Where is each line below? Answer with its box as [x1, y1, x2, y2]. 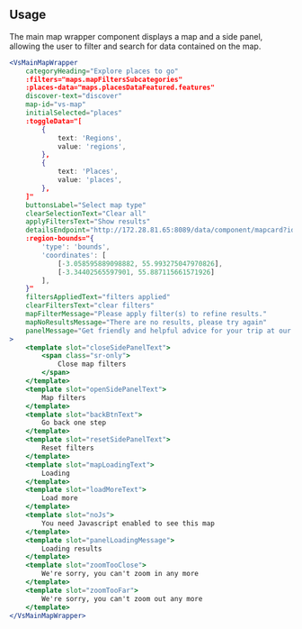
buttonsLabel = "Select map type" [25, 200, 147, 210]
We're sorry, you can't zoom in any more [41, 570, 200, 579]
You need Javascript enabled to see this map [41, 518, 216, 528]
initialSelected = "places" [25, 108, 123, 118]
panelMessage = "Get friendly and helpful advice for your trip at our [25, 326, 292, 335]
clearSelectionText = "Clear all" [25, 209, 147, 218]
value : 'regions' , [57, 141, 127, 151]
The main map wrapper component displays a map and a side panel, [9, 31, 263, 41]
